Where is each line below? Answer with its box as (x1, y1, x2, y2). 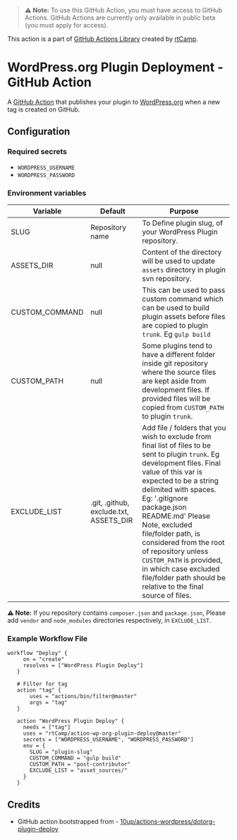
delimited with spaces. (142, 484, 217, 494)
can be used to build (142, 303, 210, 313)
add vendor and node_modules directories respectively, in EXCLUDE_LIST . (7, 616, 212, 624)
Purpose (169, 206, 199, 216)
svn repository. (142, 273, 192, 283)
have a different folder (142, 349, 216, 359)
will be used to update (142, 256, 215, 265)
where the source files (142, 367, 217, 377)
